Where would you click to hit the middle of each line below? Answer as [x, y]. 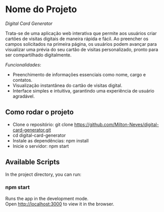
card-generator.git [32, 130]
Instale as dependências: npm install [51, 140]
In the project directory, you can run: [43, 174]
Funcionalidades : [23, 65]
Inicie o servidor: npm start [41, 146]
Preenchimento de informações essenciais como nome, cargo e [79, 74]
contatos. [23, 80]
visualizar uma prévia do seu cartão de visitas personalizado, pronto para [82, 49]
